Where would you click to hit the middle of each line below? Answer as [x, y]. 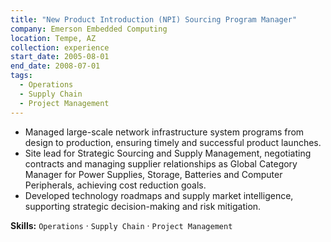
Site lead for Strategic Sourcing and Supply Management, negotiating [168, 153]
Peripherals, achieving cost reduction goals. [115, 185]
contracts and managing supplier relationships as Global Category [161, 163]
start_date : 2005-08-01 [60, 57]
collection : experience [60, 47]
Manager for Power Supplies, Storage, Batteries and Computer [153, 174]
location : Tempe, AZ [53, 38]
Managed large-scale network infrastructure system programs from [164, 132]
